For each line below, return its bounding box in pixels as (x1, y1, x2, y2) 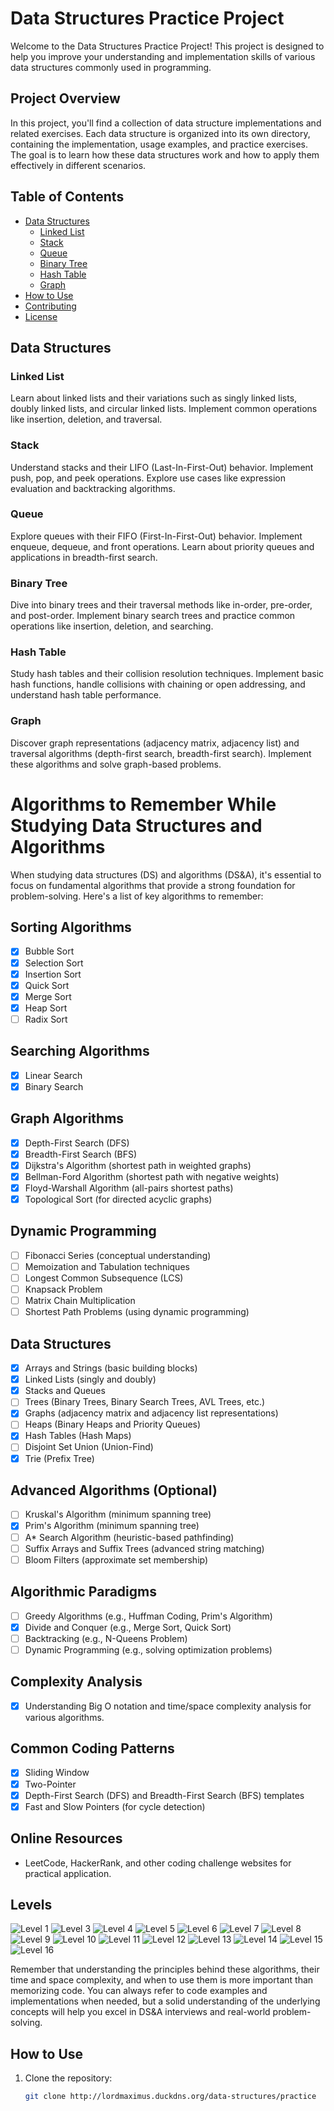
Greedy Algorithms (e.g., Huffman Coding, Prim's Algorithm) (24, 1610, 273, 1622)
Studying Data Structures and (10, 814, 263, 837)
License (24, 310, 58, 322)
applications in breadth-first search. (10, 551, 158, 563)
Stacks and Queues (24, 1385, 106, 1397)
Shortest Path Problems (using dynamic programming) (24, 1306, 250, 1318)
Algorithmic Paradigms (10, 1583, 157, 1601)
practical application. (24, 1867, 112, 1879)
